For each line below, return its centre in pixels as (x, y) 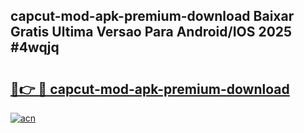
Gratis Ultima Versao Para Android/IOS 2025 (151, 32)
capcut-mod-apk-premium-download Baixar (152, 16)
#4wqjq (35, 47)
